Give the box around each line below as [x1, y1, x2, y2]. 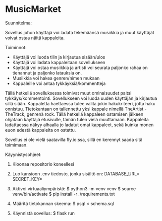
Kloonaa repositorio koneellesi [12, 161, 74, 167]
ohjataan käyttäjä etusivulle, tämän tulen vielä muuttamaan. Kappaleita [5, 116, 149, 122]
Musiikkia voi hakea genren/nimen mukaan [12, 75, 100, 81]
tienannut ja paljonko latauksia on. [12, 70, 82, 75]
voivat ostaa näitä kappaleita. [5, 35, 65, 41]
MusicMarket [5, 3, 61, 15]
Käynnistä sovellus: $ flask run [12, 210, 75, 216]
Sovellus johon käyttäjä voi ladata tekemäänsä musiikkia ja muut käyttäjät [5, 29, 155, 35]
